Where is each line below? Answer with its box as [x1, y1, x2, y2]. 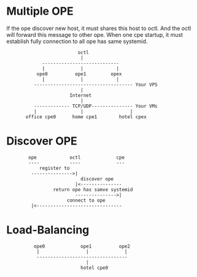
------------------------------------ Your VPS [33, 82, 158, 88]
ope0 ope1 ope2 [33, 243, 131, 249]
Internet [69, 92, 92, 99]
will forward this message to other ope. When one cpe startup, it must [6, 31, 183, 38]
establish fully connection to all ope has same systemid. [6, 37, 148, 45]
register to [39, 165, 70, 171]
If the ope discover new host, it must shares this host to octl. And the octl [6, 25, 191, 32]
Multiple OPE [6, 4, 74, 18]
